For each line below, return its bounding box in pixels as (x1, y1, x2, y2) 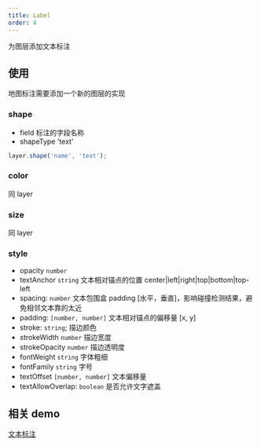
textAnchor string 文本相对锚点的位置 (19, 276, 143, 285)
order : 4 (8, 19, 37, 27)
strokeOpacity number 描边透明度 (19, 342, 125, 352)
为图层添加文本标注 (8, 41, 71, 51)
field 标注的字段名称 (19, 127, 85, 137)
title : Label (8, 11, 51, 20)
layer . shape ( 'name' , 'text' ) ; (8, 152, 108, 159)
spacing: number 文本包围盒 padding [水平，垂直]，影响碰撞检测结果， (19, 294, 246, 303)
